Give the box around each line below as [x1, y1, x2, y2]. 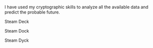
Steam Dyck [4, 37, 29, 43]
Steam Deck [4, 19, 29, 24]
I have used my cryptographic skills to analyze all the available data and [4, 4, 149, 10]
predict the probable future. [4, 9, 60, 15]
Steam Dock [4, 28, 29, 33]
